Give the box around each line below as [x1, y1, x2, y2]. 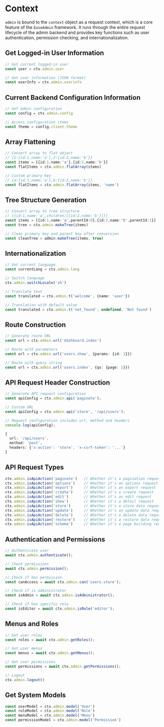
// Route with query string [5, 360, 62, 365]
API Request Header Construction [5, 378, 110, 386]
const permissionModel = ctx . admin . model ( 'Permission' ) [5, 718, 121, 723]
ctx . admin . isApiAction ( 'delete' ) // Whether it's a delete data [5, 512, 147, 518]
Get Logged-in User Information [5, 49, 104, 57]
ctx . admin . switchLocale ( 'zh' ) [5, 280, 67, 285]
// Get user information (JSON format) [5, 75, 86, 80]
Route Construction [5, 320, 66, 329]
